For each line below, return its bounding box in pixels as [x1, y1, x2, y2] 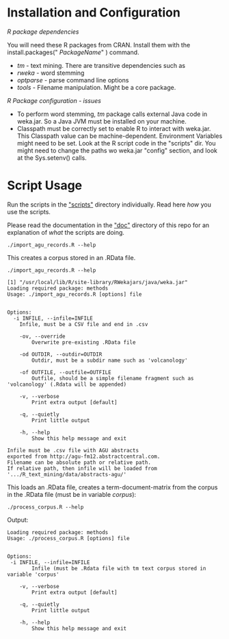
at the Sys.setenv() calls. [16, 153, 87, 162]
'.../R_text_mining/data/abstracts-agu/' [7, 471, 127, 478]
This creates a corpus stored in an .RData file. [7, 253, 136, 262]
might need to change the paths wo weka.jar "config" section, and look [16, 146, 217, 154]
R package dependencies [7, 27, 79, 36]
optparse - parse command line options [16, 75, 129, 84]
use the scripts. [7, 207, 51, 216]
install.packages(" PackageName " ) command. [7, 48, 139, 56]
